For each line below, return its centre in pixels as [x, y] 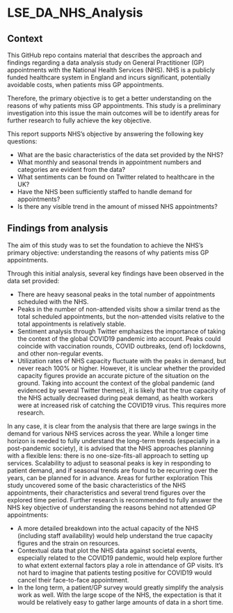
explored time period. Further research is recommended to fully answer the [115, 500]
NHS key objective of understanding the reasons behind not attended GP [112, 507]
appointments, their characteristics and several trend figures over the [106, 493]
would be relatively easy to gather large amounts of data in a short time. [120, 602]
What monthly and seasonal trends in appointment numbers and [109, 162]
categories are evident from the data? [71, 169]
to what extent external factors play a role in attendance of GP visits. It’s [120, 565]
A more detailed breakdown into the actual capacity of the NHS [108, 528]
